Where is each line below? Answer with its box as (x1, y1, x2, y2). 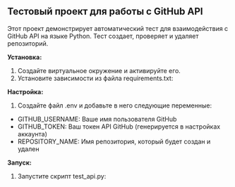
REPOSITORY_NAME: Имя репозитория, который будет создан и (17, 137, 211, 146)
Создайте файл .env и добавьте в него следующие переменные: (17, 101, 212, 110)
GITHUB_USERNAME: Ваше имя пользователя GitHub (17, 115, 177, 123)
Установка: (7, 53, 42, 61)
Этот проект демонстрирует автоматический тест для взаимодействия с (7, 24, 229, 32)
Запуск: (7, 158, 32, 167)
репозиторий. (7, 39, 49, 48)
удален (17, 144, 40, 153)
